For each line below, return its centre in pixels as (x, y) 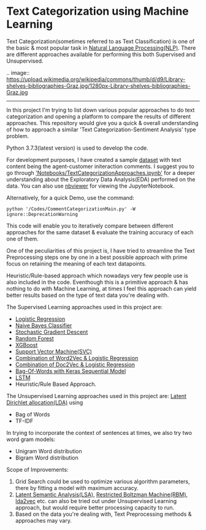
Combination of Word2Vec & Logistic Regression (77, 358)
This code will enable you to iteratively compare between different (90, 226)
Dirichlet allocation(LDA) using (45, 402)
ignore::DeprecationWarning (42, 214)
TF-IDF (24, 421)
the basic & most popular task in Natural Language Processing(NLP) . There (101, 48)
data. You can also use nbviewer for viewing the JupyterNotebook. (90, 186)
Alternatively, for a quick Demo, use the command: (71, 198)
